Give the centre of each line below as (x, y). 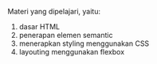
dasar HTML (39, 26)
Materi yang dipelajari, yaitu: (54, 11)
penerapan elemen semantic (66, 35)
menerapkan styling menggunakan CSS (84, 43)
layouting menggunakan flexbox (72, 52)
